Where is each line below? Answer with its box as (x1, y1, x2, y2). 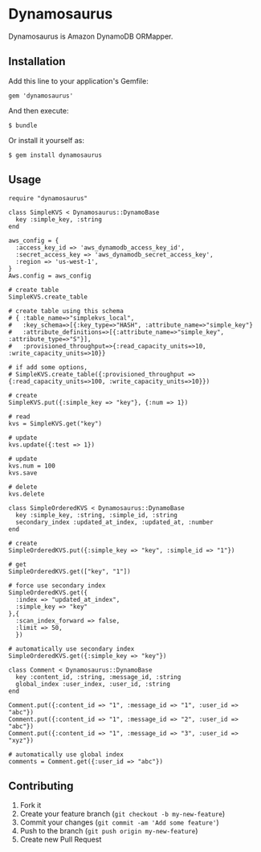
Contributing (8, 779, 74, 792)
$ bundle (8, 121, 38, 130)
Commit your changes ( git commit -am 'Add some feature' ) (19, 817, 219, 827)
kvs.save (8, 468, 38, 477)
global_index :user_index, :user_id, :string (15, 680, 171, 688)
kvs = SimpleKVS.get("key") (8, 419, 103, 427)
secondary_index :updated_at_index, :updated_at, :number (15, 518, 214, 526)
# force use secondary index (8, 581, 106, 590)
